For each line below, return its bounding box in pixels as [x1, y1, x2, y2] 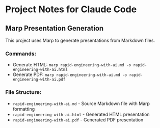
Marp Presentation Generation [5, 24, 104, 33]
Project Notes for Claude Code [5, 4, 137, 15]
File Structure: [5, 89, 42, 96]
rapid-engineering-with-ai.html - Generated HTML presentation [12, 111, 150, 117]
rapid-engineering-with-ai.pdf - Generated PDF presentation [12, 116, 144, 123]
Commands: [5, 50, 37, 57]
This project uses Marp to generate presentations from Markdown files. [5, 37, 155, 43]
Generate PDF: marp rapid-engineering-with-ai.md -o [12, 71, 127, 78]
